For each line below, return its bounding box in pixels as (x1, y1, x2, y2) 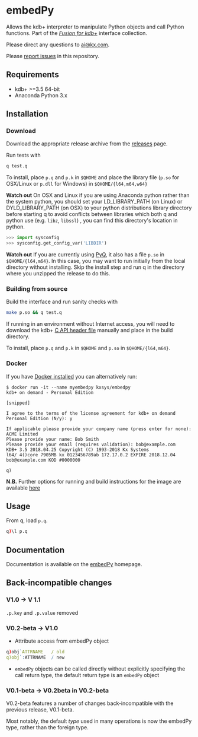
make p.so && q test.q (6, 310, 62, 316)
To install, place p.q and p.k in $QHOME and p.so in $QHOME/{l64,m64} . (6, 345, 170, 352)
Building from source (6, 284, 68, 293)
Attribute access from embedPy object (14, 637, 109, 644)
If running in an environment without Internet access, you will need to (6, 320, 175, 328)
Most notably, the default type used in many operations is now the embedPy (6, 717, 192, 725)
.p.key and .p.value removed (6, 609, 79, 616)
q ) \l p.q (6, 529, 28, 535)
